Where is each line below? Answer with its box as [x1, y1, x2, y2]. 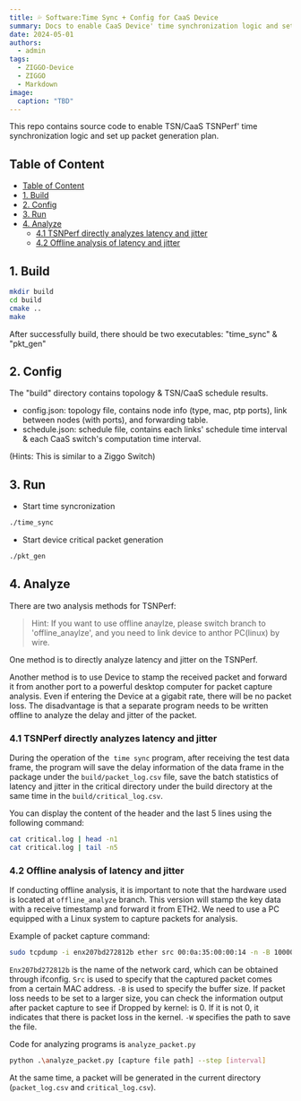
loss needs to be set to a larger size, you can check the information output [9, 993, 284, 1003]
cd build [9, 295, 42, 305]
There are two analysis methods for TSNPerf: [9, 600, 176, 611]
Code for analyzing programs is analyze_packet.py [9, 1038, 196, 1049]
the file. [9, 1021, 38, 1032]
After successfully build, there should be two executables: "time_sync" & [9, 328, 278, 339]
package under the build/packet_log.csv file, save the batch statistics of [9, 771, 279, 782]
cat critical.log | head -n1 [9, 835, 118, 844]
